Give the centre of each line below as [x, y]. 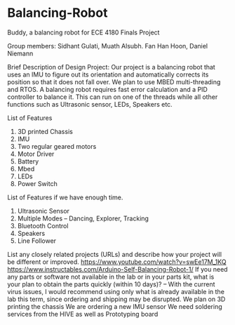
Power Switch [37, 183]
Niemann [20, 53]
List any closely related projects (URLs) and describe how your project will [115, 254]
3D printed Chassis [45, 131]
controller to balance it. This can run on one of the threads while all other [113, 97]
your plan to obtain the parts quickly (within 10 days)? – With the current [111, 284]
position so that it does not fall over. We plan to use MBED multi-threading [114, 81]
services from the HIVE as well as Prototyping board [83, 314]
